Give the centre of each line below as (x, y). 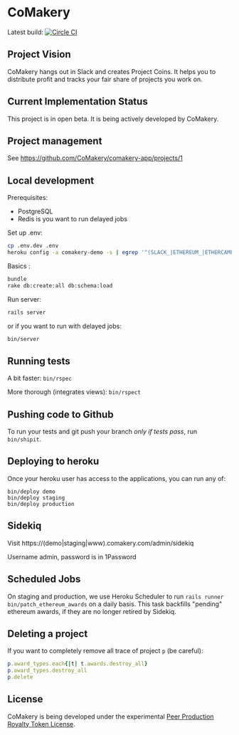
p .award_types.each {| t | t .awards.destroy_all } (78, 664)
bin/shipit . (24, 439)
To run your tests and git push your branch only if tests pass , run (102, 432)
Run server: (24, 299)
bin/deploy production (41, 504)
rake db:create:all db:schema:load (60, 285)
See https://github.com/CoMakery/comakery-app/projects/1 (95, 158)
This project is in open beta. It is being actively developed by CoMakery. (113, 119)
